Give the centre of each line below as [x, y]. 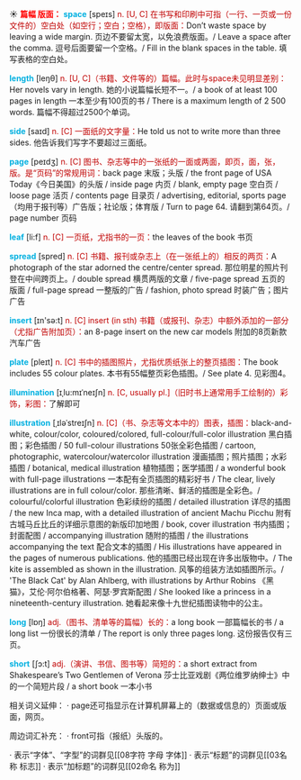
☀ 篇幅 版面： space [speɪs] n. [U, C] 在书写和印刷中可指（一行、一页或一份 [150, 14]
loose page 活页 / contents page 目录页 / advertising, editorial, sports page [148, 195]
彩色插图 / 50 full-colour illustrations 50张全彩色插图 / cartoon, [140, 445]
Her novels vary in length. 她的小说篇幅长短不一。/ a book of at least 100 [143, 90]
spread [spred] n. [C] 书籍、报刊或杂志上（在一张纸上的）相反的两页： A [143, 256]
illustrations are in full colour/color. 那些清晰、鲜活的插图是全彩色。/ [135, 490]
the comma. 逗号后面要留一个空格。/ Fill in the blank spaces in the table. [143, 48]
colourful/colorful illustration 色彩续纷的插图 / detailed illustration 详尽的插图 [150, 502]
